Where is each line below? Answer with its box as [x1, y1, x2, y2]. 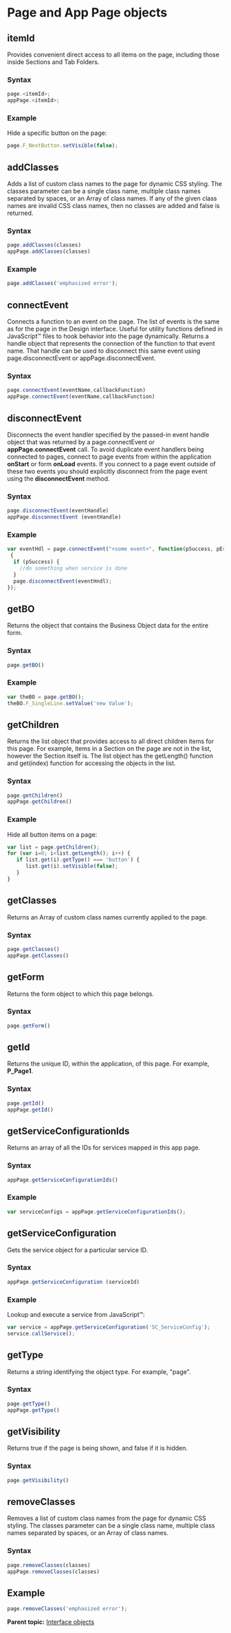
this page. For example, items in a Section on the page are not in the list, [7, 745, 212, 753]
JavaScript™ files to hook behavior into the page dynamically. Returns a [7, 332, 209, 340]
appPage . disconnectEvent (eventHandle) [7, 514, 122, 521]
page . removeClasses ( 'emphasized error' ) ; [7, 1605, 128, 1612]
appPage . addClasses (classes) [7, 248, 91, 256]
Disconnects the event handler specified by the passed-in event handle [7, 430, 210, 439]
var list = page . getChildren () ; [7, 844, 100, 851]
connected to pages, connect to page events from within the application [7, 453, 212, 461]
